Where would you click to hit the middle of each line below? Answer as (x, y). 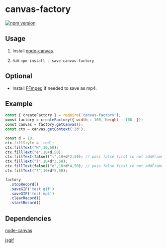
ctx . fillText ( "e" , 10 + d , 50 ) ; (34, 152)
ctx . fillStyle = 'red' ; (30, 143)
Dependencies (28, 218)
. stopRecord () (24, 184)
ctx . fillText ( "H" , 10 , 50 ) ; (32, 147)
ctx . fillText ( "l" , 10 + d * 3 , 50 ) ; (37, 161)
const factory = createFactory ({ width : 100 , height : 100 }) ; (74, 120)
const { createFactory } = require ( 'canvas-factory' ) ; (63, 115)
